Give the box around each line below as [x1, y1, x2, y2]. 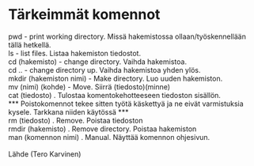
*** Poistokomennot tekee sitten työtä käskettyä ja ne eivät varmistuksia [8, 99, 244, 108]
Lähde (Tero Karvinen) [8, 149, 82, 159]
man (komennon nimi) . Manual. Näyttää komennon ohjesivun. [8, 132, 210, 141]
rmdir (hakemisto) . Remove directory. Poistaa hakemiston [8, 124, 197, 134]
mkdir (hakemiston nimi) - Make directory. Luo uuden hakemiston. [8, 74, 223, 83]
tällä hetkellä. [8, 40, 51, 49]
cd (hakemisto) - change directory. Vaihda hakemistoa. [8, 57, 188, 66]
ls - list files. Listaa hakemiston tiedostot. [8, 48, 141, 58]
